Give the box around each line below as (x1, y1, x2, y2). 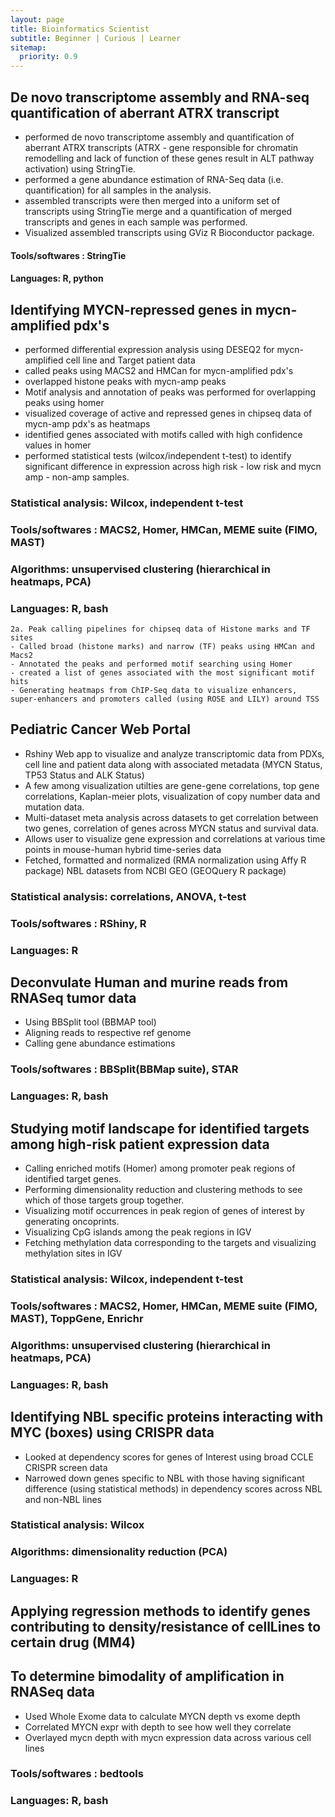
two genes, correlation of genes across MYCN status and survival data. (24, 822, 320, 834)
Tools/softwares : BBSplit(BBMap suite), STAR (10, 1062, 239, 1076)
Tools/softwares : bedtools (10, 1767, 144, 1781)
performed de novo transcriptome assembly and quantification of (24, 131, 295, 143)
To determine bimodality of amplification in (10, 1668, 285, 1685)
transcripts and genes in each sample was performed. (24, 216, 248, 228)
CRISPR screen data (24, 1461, 108, 1473)
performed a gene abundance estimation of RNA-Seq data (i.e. (24, 173, 284, 185)
